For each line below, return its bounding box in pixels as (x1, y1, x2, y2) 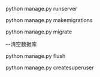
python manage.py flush (5, 53, 66, 59)
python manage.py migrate (5, 28, 72, 35)
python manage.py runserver (5, 5, 77, 12)
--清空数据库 (5, 41, 37, 47)
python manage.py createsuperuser (5, 64, 94, 71)
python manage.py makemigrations (5, 17, 93, 23)
